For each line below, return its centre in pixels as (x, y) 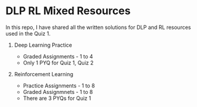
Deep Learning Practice (43, 45)
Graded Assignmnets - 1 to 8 (58, 92)
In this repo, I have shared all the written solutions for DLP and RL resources (98, 27)
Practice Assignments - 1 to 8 (59, 85)
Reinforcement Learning (44, 74)
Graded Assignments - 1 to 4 (58, 56)
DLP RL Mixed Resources (68, 11)
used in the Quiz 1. (28, 33)
